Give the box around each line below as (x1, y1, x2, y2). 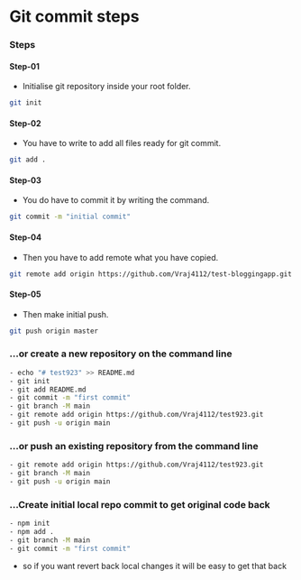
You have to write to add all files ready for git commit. (22, 138, 222, 149)
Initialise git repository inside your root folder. (22, 81, 191, 92)
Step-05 (9, 289, 42, 299)
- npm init (9, 519, 50, 529)
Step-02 (9, 117, 42, 128)
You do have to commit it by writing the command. (22, 195, 210, 206)
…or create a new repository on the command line (9, 347, 233, 360)
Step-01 (9, 60, 41, 71)
